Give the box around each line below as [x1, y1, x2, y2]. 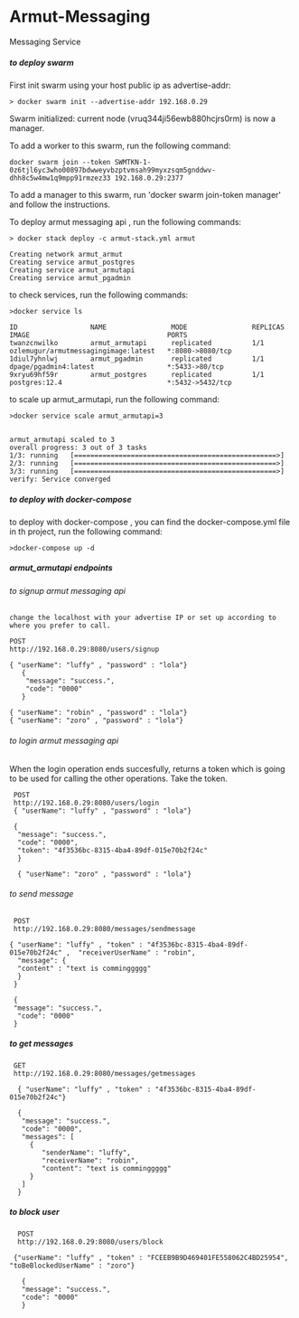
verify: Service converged [9, 475, 111, 484]
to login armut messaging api [9, 735, 119, 747]
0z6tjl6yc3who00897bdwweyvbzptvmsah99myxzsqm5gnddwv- [9, 165, 217, 174]
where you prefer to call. [9, 621, 111, 630]
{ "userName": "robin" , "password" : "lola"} [9, 708, 188, 718]
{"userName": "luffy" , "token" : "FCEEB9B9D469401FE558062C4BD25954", [13, 1253, 289, 1262]
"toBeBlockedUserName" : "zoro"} [9, 1261, 135, 1270]
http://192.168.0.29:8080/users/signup [9, 645, 160, 654]
